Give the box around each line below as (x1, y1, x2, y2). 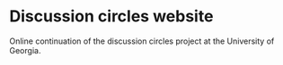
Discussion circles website (9, 6, 214, 27)
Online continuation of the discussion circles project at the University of (9, 36, 275, 46)
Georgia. (9, 45, 41, 55)
